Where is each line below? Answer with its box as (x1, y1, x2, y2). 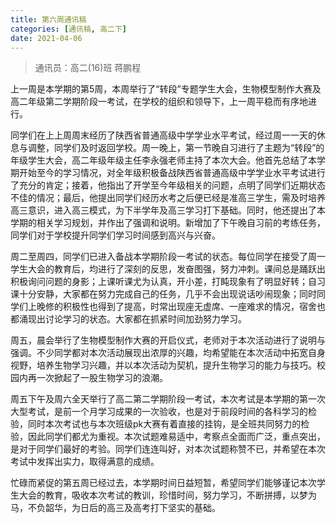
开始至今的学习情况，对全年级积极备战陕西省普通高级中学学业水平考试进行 (18, 167, 326, 179)
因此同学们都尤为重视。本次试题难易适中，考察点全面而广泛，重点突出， (27, 431, 326, 443)
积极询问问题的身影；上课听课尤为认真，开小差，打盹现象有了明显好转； (10, 276, 308, 288)
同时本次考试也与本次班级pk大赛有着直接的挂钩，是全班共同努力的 (27, 418, 302, 430)
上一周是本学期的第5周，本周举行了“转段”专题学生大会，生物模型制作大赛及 (10, 83, 322, 95)
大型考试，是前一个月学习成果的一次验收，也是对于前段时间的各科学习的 (10, 406, 308, 418)
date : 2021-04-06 (10, 33, 83, 43)
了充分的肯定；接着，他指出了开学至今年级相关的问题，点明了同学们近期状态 (10, 179, 326, 191)
